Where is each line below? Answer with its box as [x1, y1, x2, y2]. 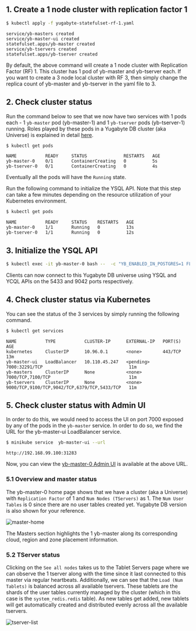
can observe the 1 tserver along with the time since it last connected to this [6, 570, 187, 577]
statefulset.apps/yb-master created [6, 41, 95, 47]
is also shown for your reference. [6, 507, 86, 514]
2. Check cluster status [6, 97, 92, 107]
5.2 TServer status [6, 550, 60, 558]
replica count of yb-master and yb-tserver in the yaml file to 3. [6, 80, 156, 87]
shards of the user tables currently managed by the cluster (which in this [6, 588, 181, 596]
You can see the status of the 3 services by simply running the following [6, 310, 180, 317]
